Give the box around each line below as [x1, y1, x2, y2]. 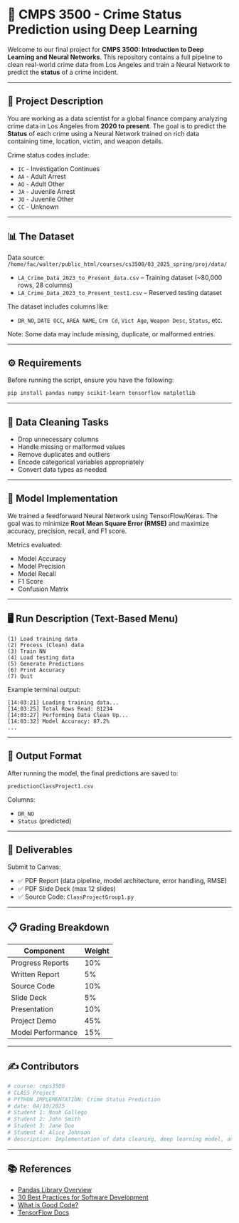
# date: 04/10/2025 [7, 1103, 65, 1110]
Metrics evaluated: [7, 540, 62, 549]
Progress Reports [11, 958, 70, 968]
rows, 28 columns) [17, 281, 73, 289]
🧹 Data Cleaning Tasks [7, 416, 109, 428]
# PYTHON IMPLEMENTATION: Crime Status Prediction [7, 1095, 161, 1103]
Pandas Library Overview [17, 1185, 92, 1194]
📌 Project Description [7, 96, 104, 108]
